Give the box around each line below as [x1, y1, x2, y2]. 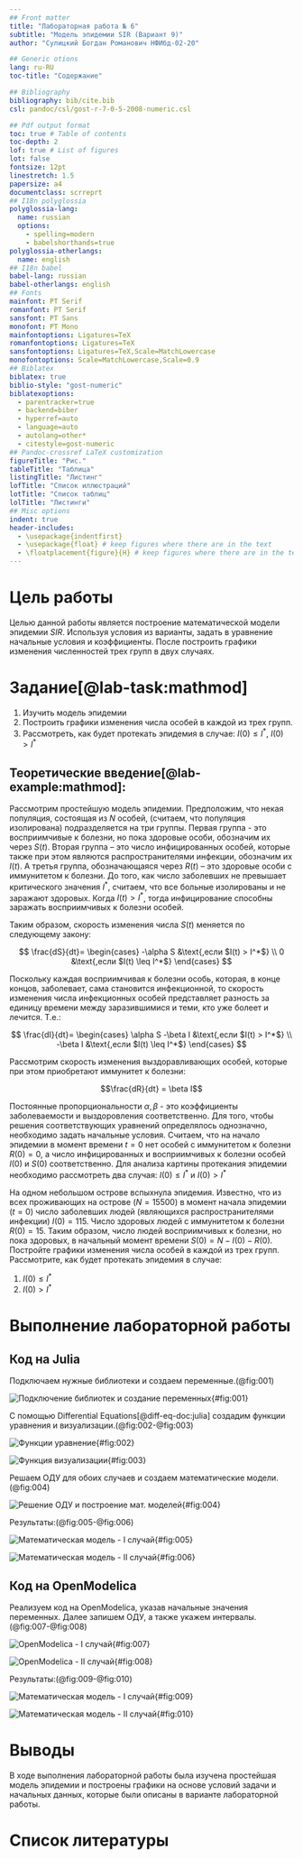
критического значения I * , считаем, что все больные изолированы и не [9, 880, 286, 892]
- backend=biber [17, 406, 78, 415]
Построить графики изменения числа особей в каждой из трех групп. [22, 716, 293, 727]
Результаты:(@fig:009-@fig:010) [9, 1674, 133, 1685]
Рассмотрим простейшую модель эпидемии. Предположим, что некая [9, 804, 284, 814]
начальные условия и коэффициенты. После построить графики [9, 636, 257, 647]
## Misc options [9, 506, 70, 515]
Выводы [9, 1740, 75, 1761]
